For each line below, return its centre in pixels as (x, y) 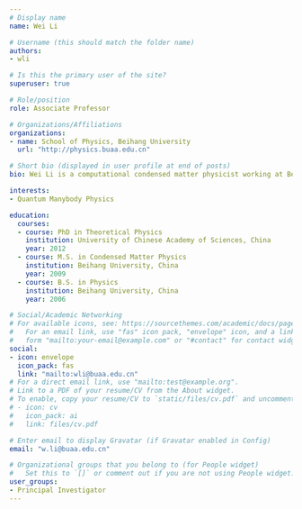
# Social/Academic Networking (66, 315)
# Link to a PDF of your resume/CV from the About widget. (122, 391)
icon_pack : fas (46, 366)
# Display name (38, 18)
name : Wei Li (34, 26)
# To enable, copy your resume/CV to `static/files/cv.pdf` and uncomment (152, 399)
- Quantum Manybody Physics (62, 199)
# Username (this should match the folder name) (102, 42)
